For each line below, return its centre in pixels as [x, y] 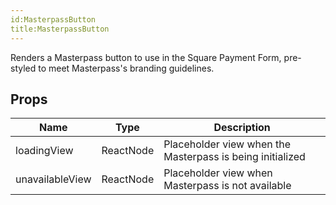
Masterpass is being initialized [234, 157]
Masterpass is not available [227, 186]
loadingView [44, 151]
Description [242, 128]
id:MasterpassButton [53, 19]
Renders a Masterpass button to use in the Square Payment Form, [146, 57]
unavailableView [53, 179]
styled [23, 68]
